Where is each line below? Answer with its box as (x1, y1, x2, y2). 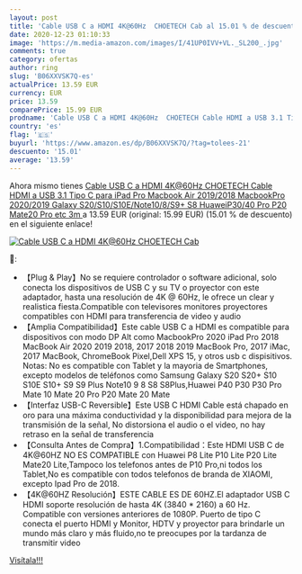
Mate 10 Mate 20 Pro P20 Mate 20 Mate (22, 389, 171, 399)
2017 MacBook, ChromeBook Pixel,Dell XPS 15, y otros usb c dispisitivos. (22, 350, 293, 361)
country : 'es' (9, 122, 63, 131)
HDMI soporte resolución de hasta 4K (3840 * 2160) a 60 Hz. (22, 498, 251, 509)
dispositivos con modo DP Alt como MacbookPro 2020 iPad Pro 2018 (22, 331, 280, 342)
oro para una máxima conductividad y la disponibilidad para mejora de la (22, 409, 292, 420)
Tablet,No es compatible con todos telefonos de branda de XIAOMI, (22, 469, 273, 480)
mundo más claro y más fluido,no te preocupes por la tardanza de (22, 527, 267, 538)
